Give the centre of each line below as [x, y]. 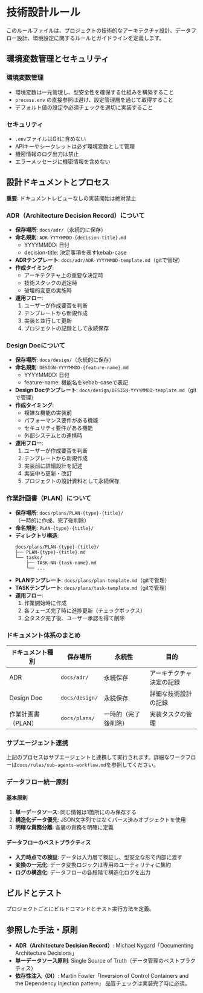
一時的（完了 [122, 714]
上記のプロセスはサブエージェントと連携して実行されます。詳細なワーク [96, 757]
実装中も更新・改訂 [48, 473]
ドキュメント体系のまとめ [43, 635]
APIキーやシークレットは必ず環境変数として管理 [75, 146]
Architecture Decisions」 [46, 953]
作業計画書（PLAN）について [49, 498]
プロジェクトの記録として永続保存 [66, 329]
